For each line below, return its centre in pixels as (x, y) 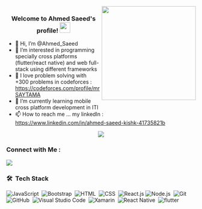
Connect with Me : (34, 150)
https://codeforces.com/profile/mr (57, 88)
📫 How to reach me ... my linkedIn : (59, 114)
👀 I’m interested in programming (55, 50)
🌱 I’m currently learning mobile (53, 101)
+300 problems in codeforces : (53, 82)
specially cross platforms (46, 56)
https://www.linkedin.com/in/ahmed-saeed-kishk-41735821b (90, 123)
